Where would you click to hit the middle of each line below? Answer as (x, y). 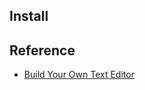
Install (29, 16)
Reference (42, 50)
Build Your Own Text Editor (79, 75)
